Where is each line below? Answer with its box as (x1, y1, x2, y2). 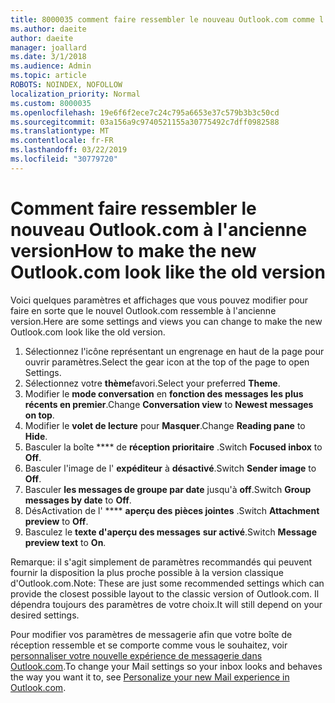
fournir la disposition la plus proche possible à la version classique (10, 566, 284, 578)
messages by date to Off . (24, 494, 132, 506)
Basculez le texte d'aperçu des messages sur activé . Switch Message (24, 526, 317, 538)
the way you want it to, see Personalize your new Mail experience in (10, 671, 290, 683)
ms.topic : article (10, 71, 87, 81)
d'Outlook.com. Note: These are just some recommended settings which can (10, 577, 325, 589)
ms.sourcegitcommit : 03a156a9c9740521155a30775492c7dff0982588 (10, 117, 280, 127)
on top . (24, 409, 55, 421)
